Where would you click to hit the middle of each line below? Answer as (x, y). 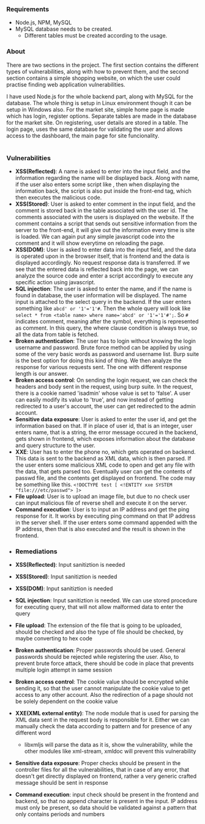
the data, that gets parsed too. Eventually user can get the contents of (103, 471)
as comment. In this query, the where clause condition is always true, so (106, 328)
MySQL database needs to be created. (64, 29)
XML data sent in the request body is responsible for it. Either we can (102, 720)
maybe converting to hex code (54, 639)
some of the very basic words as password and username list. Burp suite (107, 354)
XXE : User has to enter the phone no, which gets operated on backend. (105, 452)
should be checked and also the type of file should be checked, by (99, 632)
